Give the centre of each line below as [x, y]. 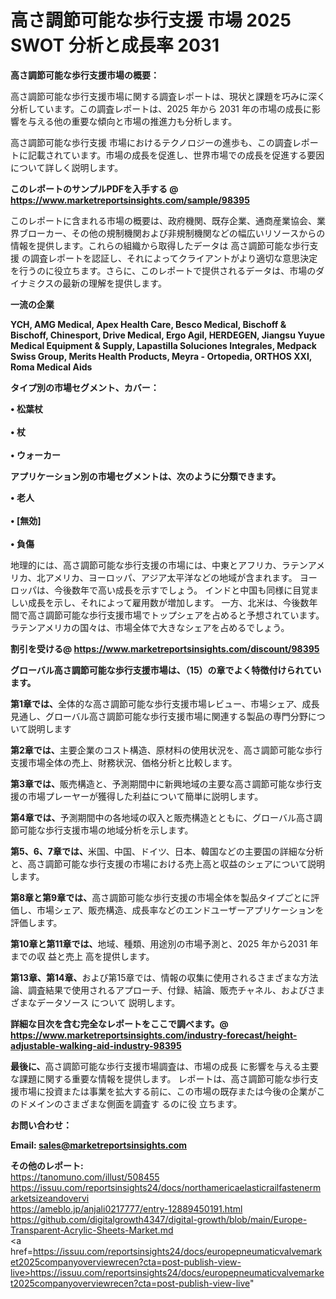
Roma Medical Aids [51, 367]
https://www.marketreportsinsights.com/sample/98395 [130, 200]
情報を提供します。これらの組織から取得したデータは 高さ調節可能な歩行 [160, 245]
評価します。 [36, 922]
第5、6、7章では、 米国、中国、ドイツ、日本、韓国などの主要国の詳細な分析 [167, 851]
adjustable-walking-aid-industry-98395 [96, 1045]
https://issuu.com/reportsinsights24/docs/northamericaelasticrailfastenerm [166, 1187]
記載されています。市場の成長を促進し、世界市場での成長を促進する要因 [176, 155]
